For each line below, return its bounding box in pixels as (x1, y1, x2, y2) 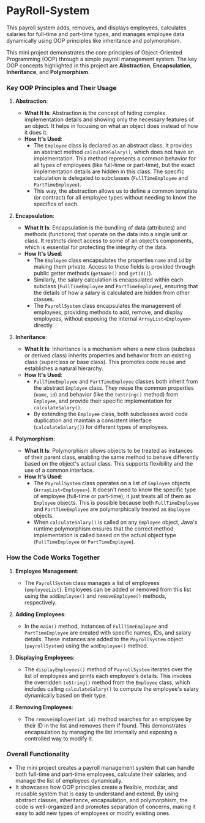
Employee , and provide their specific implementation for (33, 397, 173, 404)
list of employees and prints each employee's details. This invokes (24, 672, 192, 679)
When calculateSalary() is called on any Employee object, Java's (33, 518, 198, 526)
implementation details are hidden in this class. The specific (33, 168, 185, 175)
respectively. (24, 598, 57, 606)
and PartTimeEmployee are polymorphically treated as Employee (33, 505, 191, 513)
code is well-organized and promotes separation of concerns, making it (15, 803, 196, 810)
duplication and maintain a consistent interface (33, 417, 152, 424)
